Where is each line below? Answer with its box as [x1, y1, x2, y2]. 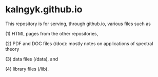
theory [5, 46, 19, 52]
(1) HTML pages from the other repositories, [5, 30, 98, 36]
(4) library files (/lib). [5, 66, 49, 72]
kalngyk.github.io [5, 4, 83, 15]
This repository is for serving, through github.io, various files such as [5, 21, 151, 27]
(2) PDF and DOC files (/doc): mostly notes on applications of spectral [5, 40, 153, 47]
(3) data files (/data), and [5, 55, 58, 62]
